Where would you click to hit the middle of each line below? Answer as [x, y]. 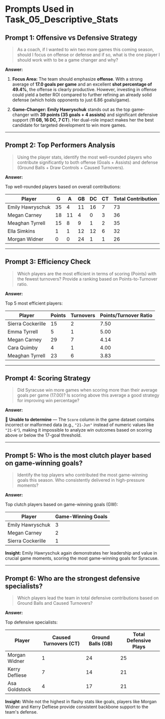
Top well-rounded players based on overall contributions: [63, 187]
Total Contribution [135, 199]
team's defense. [21, 712]
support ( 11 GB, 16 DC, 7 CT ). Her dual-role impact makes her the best [83, 120]
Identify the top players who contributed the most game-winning [82, 475]
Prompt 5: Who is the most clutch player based [78, 455]
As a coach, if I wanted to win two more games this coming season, [85, 49]
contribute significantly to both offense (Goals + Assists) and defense [87, 162]
